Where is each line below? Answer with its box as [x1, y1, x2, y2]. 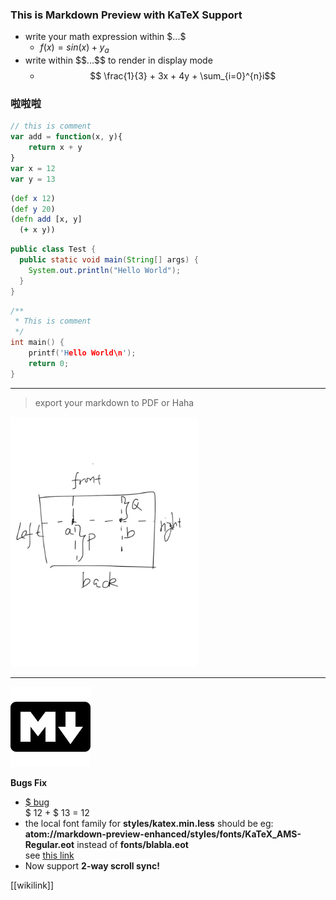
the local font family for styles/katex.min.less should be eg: [24, 817, 274, 829]
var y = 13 [10, 174, 56, 184]
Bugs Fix [10, 776, 48, 788]
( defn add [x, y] [10, 214, 83, 225]
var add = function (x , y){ [10, 132, 123, 142]
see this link [24, 849, 75, 861]
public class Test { [10, 244, 97, 255]
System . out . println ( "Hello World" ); [28, 265, 182, 275]
